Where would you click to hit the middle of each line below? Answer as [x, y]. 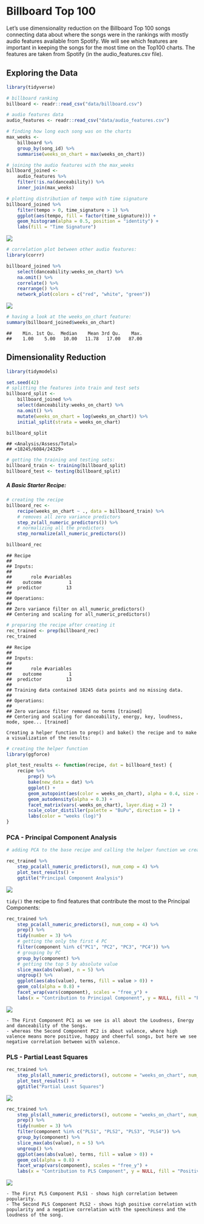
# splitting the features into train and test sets [73, 388]
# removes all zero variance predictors [69, 517]
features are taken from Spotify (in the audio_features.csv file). [85, 54]
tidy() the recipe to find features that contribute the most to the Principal [98, 901]
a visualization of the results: [49, 738]
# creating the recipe [35, 500]
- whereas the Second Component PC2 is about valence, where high [92, 1031]
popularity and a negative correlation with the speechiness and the [96, 1210]
